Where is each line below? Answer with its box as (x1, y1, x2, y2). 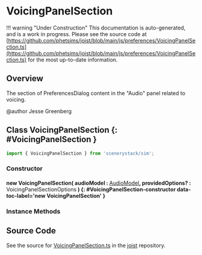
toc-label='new (6, 192, 46, 199)
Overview (6, 73, 44, 84)
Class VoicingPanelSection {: (6, 125, 118, 135)
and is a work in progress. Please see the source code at (6, 30, 147, 37)
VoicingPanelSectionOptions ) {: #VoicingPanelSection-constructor (6, 185, 176, 193)
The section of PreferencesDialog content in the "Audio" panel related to (6, 89, 186, 97)
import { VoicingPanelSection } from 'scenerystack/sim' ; (6, 150, 155, 156)
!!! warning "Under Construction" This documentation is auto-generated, (6, 24, 186, 31)
